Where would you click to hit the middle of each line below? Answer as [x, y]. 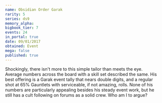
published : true [22, 55]
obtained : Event [22, 46]
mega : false [17, 51]
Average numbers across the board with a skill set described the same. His [81, 75]
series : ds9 [17, 19]
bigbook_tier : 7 [22, 28]
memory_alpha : [20, 23]
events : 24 [16, 32]
